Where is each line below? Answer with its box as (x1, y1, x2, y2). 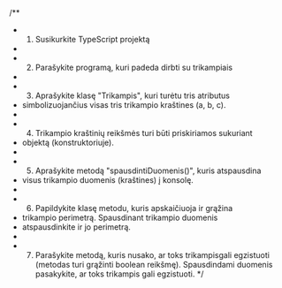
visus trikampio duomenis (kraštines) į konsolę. (21, 175, 194, 185)
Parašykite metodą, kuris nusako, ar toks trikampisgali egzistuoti (34, 250, 270, 260)
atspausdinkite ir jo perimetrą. (21, 222, 131, 232)
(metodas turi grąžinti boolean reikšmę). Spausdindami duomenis (34, 260, 273, 269)
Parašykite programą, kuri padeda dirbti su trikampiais (34, 62, 232, 72)
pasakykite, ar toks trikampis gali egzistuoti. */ (34, 269, 204, 279)
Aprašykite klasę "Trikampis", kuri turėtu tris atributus (34, 90, 230, 101)
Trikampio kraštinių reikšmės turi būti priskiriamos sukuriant (34, 128, 254, 138)
